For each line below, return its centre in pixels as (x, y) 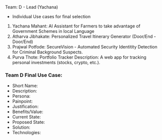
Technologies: (27, 133)
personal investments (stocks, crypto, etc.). (56, 62)
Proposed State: (28, 122)
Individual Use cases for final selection (51, 16)
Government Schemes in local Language (53, 31)
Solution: (21, 127)
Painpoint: (22, 101)
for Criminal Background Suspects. (48, 52)
